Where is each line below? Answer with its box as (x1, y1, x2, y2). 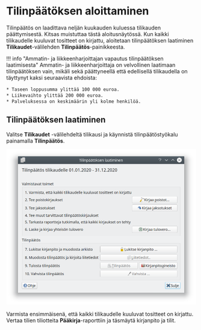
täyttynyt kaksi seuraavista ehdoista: (6, 74, 97, 81)
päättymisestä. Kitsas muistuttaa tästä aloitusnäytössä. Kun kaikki (6, 30, 170, 37)
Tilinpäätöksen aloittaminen (6, 4, 149, 18)
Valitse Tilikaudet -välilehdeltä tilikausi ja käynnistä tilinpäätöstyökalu (6, 130, 179, 138)
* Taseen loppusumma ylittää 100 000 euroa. (6, 86, 120, 93)
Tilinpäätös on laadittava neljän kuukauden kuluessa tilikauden (6, 24, 161, 31)
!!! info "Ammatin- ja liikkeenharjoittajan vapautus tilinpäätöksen (6, 55, 164, 62)
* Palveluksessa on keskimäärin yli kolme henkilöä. (6, 98, 141, 105)
